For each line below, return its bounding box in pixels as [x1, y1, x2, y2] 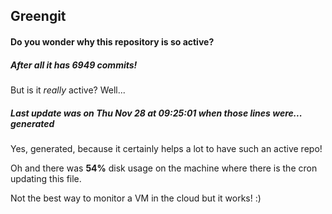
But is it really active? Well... [10, 84, 126, 96]
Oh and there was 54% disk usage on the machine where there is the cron [10, 162, 318, 174]
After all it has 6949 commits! [10, 59, 138, 71]
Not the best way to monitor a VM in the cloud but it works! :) [10, 192, 262, 204]
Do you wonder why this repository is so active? [10, 35, 215, 48]
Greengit [10, 8, 67, 25]
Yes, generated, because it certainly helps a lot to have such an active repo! [10, 142, 323, 154]
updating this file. [10, 172, 82, 184]
